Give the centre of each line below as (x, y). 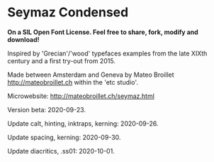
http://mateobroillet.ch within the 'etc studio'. (73, 82)
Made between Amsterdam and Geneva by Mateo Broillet (91, 75)
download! (24, 39)
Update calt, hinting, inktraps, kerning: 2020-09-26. (83, 123)
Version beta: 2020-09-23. (47, 109)
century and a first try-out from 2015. (61, 60)
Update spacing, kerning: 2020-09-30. (64, 137)
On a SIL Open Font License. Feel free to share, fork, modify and (103, 32)
